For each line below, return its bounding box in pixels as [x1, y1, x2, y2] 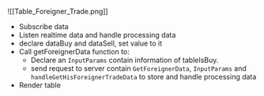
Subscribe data [18, 22, 69, 31]
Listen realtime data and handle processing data [18, 31, 176, 39]
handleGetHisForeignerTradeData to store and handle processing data [30, 72, 257, 81]
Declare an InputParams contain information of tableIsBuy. [30, 55, 219, 65]
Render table [18, 80, 61, 90]
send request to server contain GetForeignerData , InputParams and [30, 64, 247, 73]
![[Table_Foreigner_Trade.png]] [7, 7, 108, 16]
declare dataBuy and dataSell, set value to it [18, 39, 163, 48]
